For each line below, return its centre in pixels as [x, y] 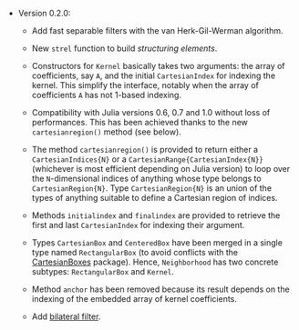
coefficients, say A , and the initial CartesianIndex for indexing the [154, 75]
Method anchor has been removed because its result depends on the [160, 289]
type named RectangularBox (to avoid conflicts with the [135, 252]
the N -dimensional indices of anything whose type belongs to [146, 178]
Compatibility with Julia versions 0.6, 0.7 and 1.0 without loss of [151, 112]
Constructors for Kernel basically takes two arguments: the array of [158, 66]
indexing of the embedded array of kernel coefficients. [134, 299]
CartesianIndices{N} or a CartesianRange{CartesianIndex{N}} [148, 159]
